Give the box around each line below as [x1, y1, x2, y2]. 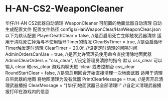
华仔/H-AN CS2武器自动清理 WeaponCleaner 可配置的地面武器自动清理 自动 [5, 20, 162, 26]
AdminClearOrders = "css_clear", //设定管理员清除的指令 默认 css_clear [5, 57, 153, 63]
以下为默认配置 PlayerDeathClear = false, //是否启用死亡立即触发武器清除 [5, 32, 156, 38]
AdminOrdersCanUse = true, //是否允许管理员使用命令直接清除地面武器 [5, 51, 152, 57]
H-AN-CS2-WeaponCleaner [5, 3, 124, 14]
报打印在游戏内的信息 [5, 88, 49, 95]
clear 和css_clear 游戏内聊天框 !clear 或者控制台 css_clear [15, 63, 135, 70]
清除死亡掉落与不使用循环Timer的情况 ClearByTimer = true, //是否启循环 [14, 38, 163, 45]
